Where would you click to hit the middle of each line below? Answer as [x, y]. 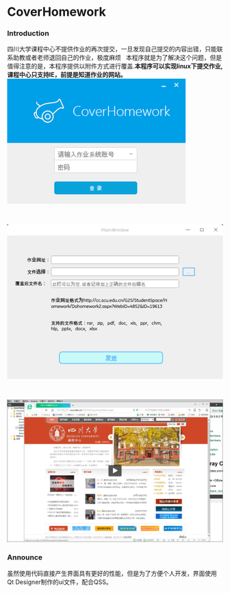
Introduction [28, 34]
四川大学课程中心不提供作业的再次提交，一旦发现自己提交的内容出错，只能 [112, 49]
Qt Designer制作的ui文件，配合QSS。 [60, 582]
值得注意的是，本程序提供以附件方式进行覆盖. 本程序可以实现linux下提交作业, [115, 66]
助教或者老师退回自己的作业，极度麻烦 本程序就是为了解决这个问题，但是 [117, 58]
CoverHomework [56, 12]
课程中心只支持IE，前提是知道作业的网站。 [67, 75]
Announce [25, 557]
